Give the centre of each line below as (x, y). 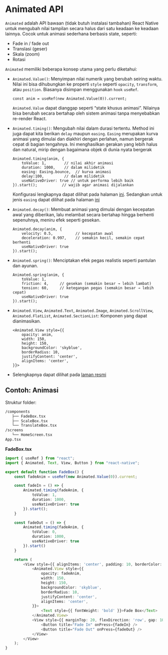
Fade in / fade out (30, 43)
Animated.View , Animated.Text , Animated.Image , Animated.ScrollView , (83, 310)
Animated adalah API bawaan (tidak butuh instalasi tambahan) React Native (82, 23)
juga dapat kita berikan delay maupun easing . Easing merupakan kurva (85, 133)
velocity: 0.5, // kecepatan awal (67, 233)
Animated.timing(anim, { (38, 159)
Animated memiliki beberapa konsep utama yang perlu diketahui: (71, 69)
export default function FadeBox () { (44, 472)
